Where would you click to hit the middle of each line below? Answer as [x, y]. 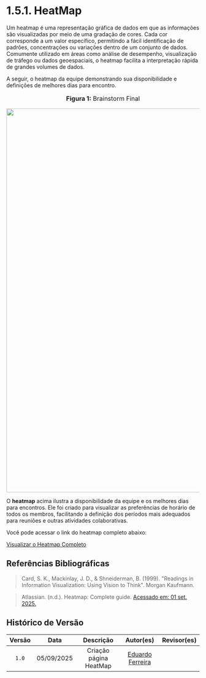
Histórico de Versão [45, 623]
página [98, 658]
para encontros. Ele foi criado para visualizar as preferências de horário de [101, 507]
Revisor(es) [179, 640]
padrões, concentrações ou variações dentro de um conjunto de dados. [97, 47]
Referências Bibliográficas [58, 563]
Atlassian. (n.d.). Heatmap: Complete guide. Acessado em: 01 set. [104, 597]
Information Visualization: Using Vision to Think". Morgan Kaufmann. [108, 585]
